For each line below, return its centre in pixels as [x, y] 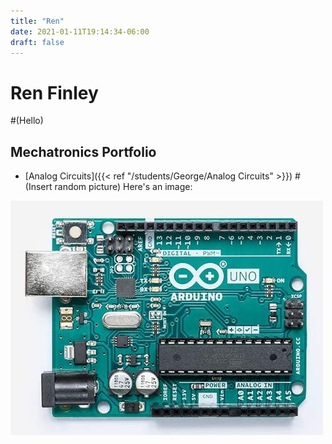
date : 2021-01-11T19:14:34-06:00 [80, 31]
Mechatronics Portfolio [83, 151]
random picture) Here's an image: [123, 187]
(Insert [38, 187]
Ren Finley [54, 92]
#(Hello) [27, 121]
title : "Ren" [37, 21]
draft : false [37, 42]
